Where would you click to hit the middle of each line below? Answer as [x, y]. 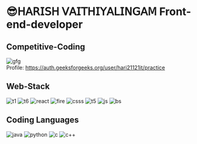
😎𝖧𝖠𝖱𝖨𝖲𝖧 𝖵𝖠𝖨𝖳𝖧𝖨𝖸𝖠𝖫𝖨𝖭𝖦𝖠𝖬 [82, 12]
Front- [175, 12]
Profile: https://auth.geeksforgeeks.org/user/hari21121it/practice [86, 67]
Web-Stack [28, 86]
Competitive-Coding [46, 47]
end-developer [45, 24]
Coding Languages [43, 120]
